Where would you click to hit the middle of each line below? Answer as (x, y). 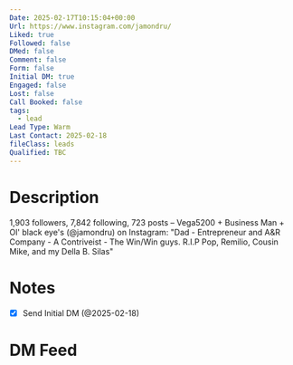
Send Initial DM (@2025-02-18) (81, 312)
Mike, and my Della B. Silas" (61, 251)
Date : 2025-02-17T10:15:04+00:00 (72, 18)
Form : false (32, 69)
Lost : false (32, 93)
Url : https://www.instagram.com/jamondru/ (90, 26)
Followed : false (40, 43)
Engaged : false (38, 85)
